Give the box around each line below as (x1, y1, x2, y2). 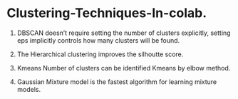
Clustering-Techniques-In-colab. (6, 5, 207, 21)
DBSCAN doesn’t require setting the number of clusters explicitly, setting (16, 28, 231, 37)
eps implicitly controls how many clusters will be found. (16, 36, 180, 44)
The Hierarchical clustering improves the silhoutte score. (16, 50, 184, 58)
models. (16, 85, 41, 93)
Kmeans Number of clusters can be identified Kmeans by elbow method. (16, 63, 231, 72)
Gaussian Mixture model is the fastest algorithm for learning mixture (16, 77, 217, 86)
